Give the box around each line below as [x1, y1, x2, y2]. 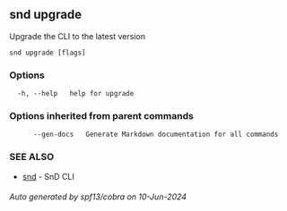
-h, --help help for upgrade [17, 89, 135, 98]
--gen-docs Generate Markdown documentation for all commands [32, 130, 279, 139]
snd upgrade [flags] [9, 48, 87, 57]
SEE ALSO [9, 151, 55, 164]
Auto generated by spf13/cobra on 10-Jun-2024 [9, 191, 187, 202]
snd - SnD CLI [22, 171, 74, 181]
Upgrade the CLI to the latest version [9, 30, 146, 41]
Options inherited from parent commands [9, 110, 195, 122]
